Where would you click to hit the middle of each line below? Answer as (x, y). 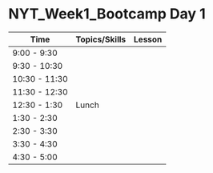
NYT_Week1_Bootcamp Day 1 (107, 14)
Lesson (148, 39)
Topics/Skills (101, 39)
